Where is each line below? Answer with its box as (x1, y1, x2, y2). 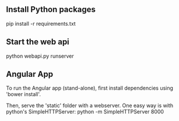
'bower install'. (6, 91, 41, 98)
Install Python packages (6, 5, 96, 15)
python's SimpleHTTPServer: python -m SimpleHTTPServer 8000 (6, 108, 164, 115)
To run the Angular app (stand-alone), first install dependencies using (6, 84, 174, 92)
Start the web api (6, 37, 70, 47)
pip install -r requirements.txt (6, 20, 76, 27)
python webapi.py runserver (6, 52, 74, 59)
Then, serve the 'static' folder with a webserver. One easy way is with (6, 102, 174, 109)
